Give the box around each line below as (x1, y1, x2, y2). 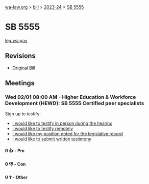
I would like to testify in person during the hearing (12, 120, 113, 127)
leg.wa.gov (5, 37, 28, 43)
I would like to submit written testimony (12, 136, 92, 142)
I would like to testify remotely (12, 126, 74, 131)
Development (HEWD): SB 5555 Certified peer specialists (5, 100, 145, 107)
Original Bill (12, 65, 36, 71)
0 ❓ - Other (5, 174, 28, 181)
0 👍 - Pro (5, 148, 25, 154)
